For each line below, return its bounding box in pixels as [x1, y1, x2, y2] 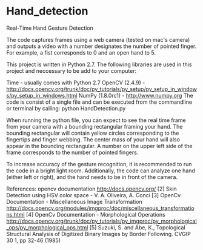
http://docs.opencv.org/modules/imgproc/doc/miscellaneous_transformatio [6, 204, 195, 212]
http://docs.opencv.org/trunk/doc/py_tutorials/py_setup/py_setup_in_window [6, 85, 197, 92]
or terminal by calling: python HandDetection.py [6, 104, 126, 112]
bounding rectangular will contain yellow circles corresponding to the [6, 129, 179, 137]
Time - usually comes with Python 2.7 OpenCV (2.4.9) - [6, 79, 145, 86]
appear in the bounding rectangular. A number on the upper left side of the [6, 142, 193, 149]
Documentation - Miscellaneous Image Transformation [6, 198, 142, 205]
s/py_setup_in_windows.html [6, 92, 78, 99]
